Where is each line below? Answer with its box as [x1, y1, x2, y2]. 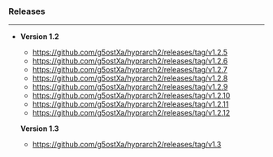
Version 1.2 [19, 32, 59, 41]
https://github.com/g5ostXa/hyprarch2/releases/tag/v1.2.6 [32, 56, 228, 66]
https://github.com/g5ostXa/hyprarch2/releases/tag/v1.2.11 [32, 99, 229, 109]
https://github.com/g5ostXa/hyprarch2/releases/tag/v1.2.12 [32, 108, 231, 118]
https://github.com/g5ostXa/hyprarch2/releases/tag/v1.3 [32, 140, 222, 150]
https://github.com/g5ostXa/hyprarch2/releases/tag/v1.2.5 [32, 47, 228, 58]
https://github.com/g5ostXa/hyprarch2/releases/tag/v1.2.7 [32, 65, 227, 75]
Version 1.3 [19, 124, 59, 133]
